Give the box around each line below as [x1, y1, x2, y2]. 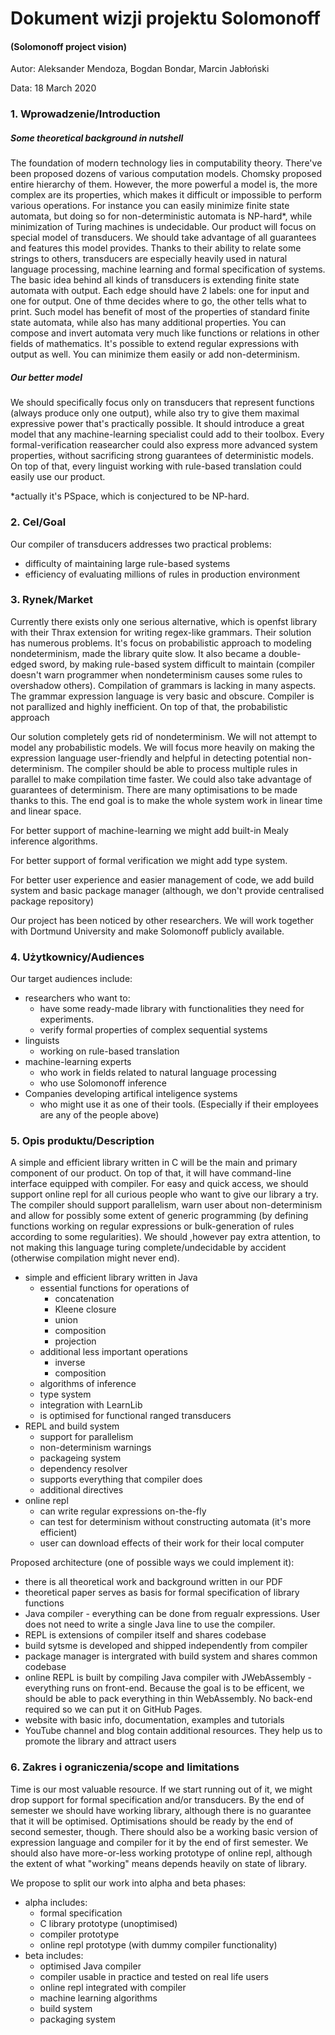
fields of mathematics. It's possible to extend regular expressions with [10, 338, 299, 350]
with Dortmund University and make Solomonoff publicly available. [10, 925, 285, 937]
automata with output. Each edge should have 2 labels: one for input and [10, 285, 310, 297]
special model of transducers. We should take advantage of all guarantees [10, 232, 317, 244]
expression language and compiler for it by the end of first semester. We [10, 1836, 309, 1848]
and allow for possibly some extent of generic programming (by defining [10, 1210, 309, 1222]
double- [268, 647, 302, 659]
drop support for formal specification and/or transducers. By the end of [10, 1793, 305, 1806]
